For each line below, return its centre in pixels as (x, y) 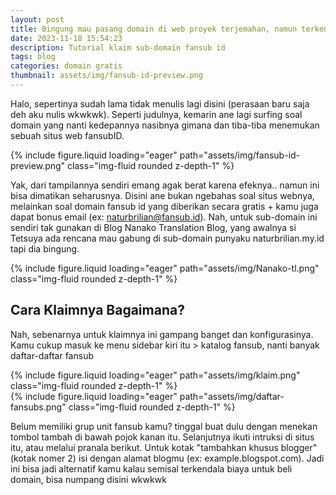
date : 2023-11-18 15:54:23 (66, 38)
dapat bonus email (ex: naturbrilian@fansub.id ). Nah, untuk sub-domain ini (164, 217)
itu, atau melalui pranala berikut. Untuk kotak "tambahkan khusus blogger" (164, 447)
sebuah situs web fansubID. (67, 135)
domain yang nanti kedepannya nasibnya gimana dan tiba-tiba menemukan (165, 125)
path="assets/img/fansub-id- (240, 155)
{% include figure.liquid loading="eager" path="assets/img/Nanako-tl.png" (165, 268)
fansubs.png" (38, 407)
